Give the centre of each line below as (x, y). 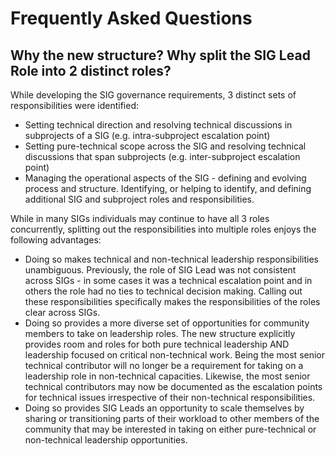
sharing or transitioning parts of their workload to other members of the (172, 418)
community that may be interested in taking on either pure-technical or (170, 429)
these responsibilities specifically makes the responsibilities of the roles (172, 301)
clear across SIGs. (62, 312)
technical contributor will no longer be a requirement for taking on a (164, 365)
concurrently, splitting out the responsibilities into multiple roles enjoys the (163, 229)
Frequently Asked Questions (131, 18)
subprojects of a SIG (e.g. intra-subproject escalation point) (147, 135)
